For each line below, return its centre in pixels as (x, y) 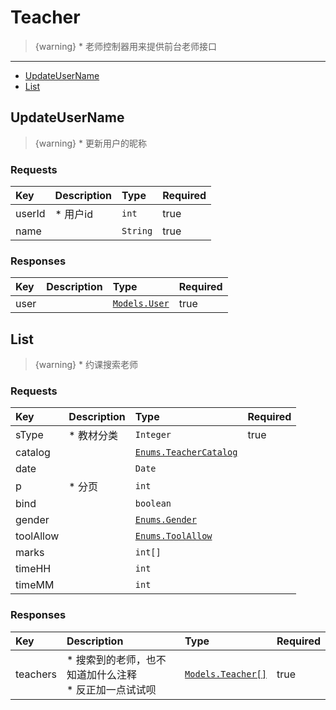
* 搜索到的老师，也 (111, 659)
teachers (36, 674)
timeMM (35, 585)
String (137, 231)
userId (30, 214)
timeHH (33, 569)
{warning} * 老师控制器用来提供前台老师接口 (125, 46)
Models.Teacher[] (226, 674)
